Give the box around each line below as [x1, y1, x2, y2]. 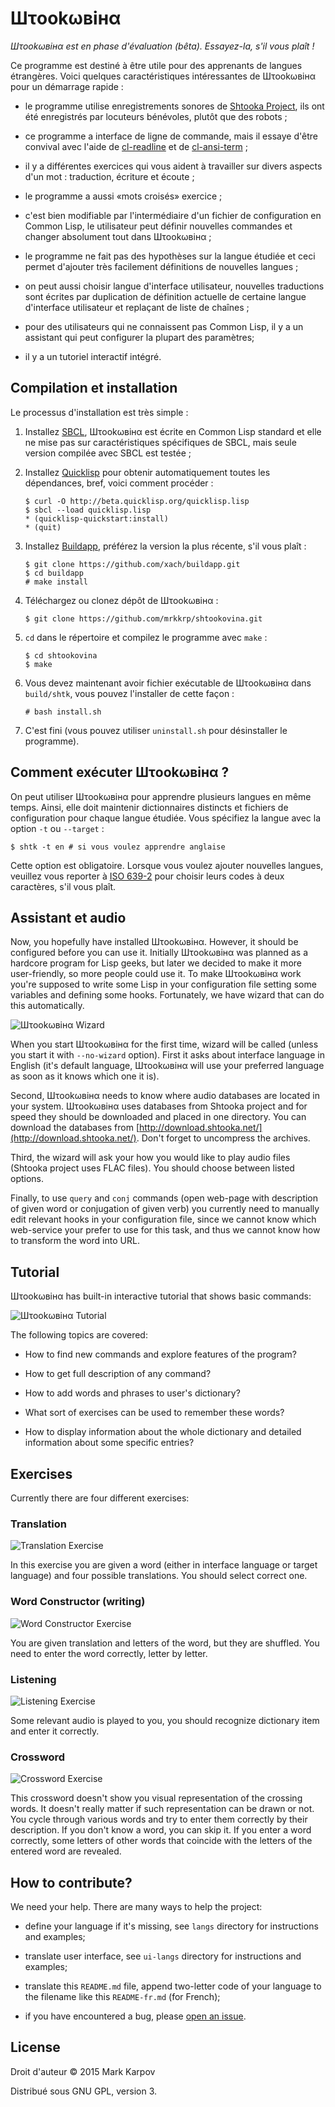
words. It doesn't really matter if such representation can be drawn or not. [10, 1803, 315, 1815]
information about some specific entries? [24, 1437, 195, 1449]
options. [10, 1173, 45, 1185]
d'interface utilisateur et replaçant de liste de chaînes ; [24, 301, 250, 313]
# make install [24, 577, 89, 587]
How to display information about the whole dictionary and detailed [24, 1426, 302, 1438]
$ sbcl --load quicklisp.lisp [24, 505, 152, 515]
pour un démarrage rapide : [10, 80, 124, 92]
